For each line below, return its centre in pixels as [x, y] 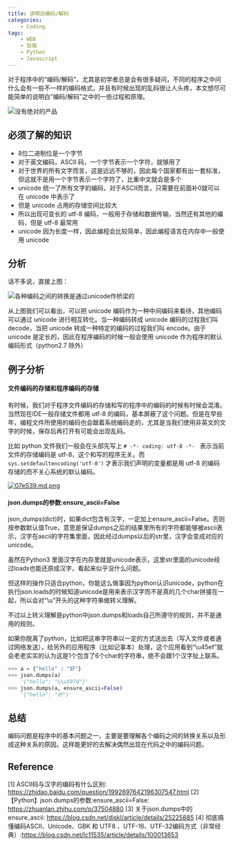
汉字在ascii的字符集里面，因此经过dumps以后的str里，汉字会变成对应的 [122, 537]
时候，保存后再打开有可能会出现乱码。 [74, 431]
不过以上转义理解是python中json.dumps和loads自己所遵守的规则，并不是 [112, 615]
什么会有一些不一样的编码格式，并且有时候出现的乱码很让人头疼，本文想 [111, 88]
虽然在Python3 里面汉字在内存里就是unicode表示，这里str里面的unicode [111, 560]
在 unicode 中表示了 [46, 196]
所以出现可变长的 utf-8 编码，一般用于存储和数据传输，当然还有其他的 [118, 214]
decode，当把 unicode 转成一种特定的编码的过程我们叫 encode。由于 [107, 328]
